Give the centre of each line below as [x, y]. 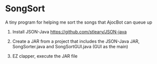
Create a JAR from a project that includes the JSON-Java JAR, [76, 41]
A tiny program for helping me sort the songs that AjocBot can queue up [79, 22]
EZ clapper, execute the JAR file [45, 56]
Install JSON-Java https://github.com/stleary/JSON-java [70, 32]
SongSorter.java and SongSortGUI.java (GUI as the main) [70, 46]
